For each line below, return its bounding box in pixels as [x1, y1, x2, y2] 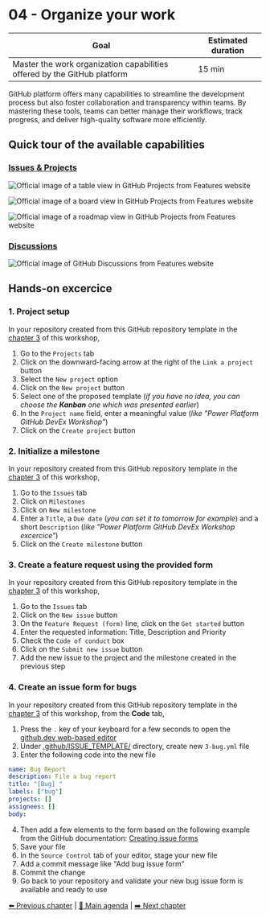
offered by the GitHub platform [12, 68, 129, 80]
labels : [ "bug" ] [8, 788, 63, 796]
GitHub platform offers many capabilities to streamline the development [8, 89, 245, 98]
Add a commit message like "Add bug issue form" [19, 858, 185, 868]
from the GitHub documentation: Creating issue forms [19, 833, 198, 842]
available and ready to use [19, 884, 108, 894]
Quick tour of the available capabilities [8, 138, 205, 152]
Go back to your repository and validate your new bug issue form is [19, 875, 243, 886]
